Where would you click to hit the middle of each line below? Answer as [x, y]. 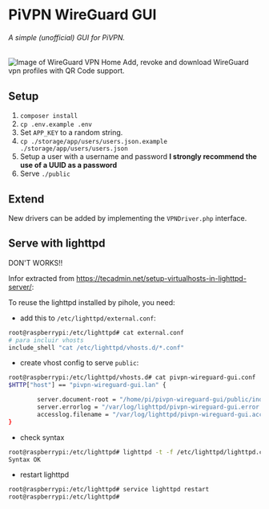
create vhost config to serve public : [79, 363]
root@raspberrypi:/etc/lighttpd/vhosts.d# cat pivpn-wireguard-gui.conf [132, 378]
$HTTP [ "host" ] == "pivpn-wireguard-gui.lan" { [87, 385]
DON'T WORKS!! [36, 263]
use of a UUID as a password [68, 165]
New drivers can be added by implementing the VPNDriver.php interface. [128, 218]
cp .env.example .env [56, 125]
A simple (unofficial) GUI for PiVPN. [67, 37]
